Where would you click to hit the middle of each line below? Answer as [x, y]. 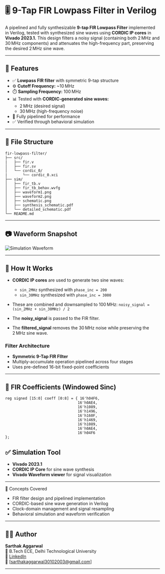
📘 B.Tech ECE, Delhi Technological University [51, 551]
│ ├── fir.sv [21, 166]
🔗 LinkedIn [16, 556]
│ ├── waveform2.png [28, 196]
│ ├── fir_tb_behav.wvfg [33, 188]
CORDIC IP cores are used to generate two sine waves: [68, 280]
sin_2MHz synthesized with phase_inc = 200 [63, 290]
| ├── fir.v [20, 162]
